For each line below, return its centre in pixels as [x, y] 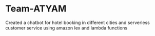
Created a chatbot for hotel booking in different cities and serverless [77, 22]
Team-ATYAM [36, 9]
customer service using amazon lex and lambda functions [66, 27]
